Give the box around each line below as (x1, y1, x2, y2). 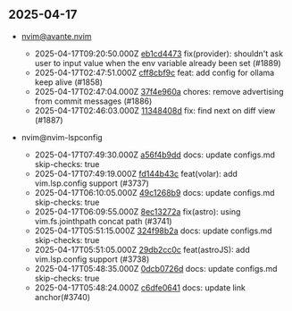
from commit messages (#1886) (34, 96, 153, 106)
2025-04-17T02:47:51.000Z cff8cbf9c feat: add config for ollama (34, 67, 275, 78)
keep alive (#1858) (34, 76, 104, 88)
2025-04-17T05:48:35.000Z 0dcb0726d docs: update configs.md (34, 263, 278, 273)
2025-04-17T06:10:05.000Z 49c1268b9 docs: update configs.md (34, 187, 275, 198)
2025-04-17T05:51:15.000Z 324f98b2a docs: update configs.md (34, 225, 273, 236)
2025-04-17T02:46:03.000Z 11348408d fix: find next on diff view (34, 105, 276, 115)
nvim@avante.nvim (21, 30, 92, 41)
